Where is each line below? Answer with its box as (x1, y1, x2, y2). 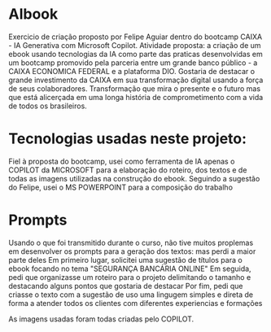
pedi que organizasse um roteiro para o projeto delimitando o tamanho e (8, 272, 251, 282)
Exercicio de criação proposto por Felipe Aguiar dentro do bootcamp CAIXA (8, 32, 263, 41)
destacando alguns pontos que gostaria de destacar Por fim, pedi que (8, 281, 243, 290)
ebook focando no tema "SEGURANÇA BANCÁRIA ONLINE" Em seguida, (8, 264, 251, 273)
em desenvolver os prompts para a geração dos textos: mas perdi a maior (8, 246, 256, 256)
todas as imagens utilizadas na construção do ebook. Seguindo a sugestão (8, 173, 260, 183)
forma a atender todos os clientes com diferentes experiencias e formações (8, 298, 263, 308)
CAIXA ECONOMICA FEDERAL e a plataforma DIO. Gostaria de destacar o (8, 66, 255, 76)
